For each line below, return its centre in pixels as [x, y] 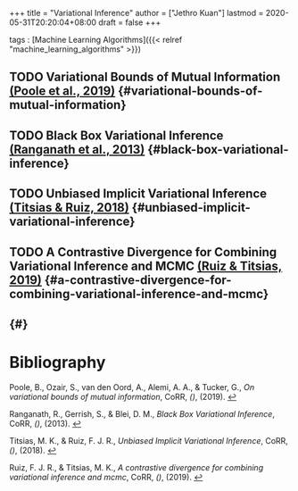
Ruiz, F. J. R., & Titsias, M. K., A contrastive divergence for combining [137, 467]
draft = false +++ [129, 22]
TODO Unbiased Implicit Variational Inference [138, 194]
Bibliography [58, 363]
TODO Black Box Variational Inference [116, 135]
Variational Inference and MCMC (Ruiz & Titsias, [146, 266]
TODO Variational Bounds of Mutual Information [145, 77]
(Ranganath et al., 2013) [77, 150]
